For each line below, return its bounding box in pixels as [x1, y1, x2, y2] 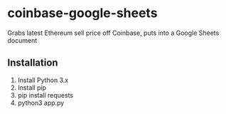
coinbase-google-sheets [7, 5, 158, 21]
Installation [7, 57, 58, 69]
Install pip [17, 83, 46, 92]
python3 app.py [17, 98, 65, 107]
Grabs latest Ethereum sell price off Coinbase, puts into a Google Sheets [7, 28, 220, 37]
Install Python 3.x [17, 76, 69, 84]
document [7, 36, 38, 44]
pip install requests [17, 90, 73, 99]
